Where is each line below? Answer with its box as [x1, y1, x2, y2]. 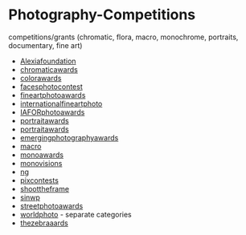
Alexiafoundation [19, 56, 76, 66]
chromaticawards [19, 64, 78, 74]
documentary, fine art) [8, 40, 83, 50]
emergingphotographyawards [19, 132, 119, 142]
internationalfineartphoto [19, 99, 103, 108]
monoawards [19, 150, 64, 160]
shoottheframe [19, 184, 70, 193]
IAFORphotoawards [19, 107, 85, 117]
